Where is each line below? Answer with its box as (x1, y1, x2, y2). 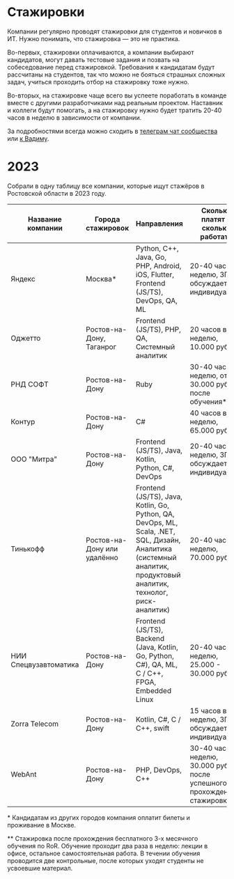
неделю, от (189, 371, 228, 380)
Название (27, 214, 63, 224)
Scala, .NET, (135, 527, 175, 536)
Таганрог (86, 342, 117, 352)
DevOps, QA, (135, 295, 178, 305)
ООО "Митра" (10, 454, 58, 464)
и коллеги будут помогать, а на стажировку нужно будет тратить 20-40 (7, 106, 222, 114)
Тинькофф (10, 544, 45, 554)
